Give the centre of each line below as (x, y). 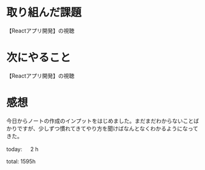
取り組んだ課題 (44, 13)
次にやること (39, 58)
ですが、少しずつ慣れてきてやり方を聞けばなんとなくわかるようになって (108, 128)
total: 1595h (21, 161)
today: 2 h (22, 149)
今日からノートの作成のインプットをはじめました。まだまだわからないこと (100, 120)
